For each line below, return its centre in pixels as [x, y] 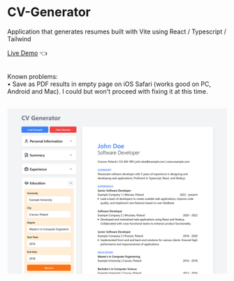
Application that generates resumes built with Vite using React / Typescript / [117, 31]
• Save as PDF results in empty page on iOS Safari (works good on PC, [109, 84]
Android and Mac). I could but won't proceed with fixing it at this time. [108, 91]
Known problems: [32, 76]
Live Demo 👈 [27, 52]
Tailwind [19, 38]
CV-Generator [49, 12]
